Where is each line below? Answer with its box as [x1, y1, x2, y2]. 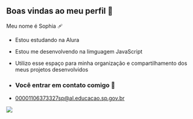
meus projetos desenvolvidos [14, 66, 89, 73]
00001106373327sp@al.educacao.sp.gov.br [14, 94, 125, 102]
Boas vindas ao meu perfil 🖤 [6, 6, 113, 16]
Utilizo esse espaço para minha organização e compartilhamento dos [14, 59, 188, 67]
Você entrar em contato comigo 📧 [14, 81, 116, 89]
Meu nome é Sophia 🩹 [6, 22, 63, 29]
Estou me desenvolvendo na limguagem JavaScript [14, 47, 143, 55]
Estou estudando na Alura [14, 36, 80, 43]
